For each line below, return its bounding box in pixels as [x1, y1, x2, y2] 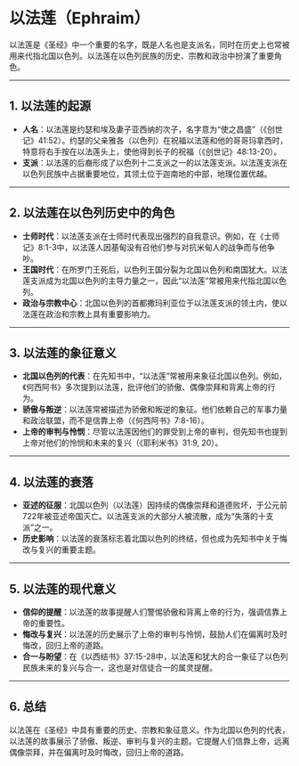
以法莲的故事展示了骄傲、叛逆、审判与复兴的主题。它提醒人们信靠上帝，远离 [9, 736, 290, 746]
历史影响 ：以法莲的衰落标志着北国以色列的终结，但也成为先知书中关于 [21, 534, 280, 544]
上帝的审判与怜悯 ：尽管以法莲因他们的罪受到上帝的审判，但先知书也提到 [21, 427, 287, 437]
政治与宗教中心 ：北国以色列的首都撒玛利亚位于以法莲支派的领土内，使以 [21, 297, 287, 308]
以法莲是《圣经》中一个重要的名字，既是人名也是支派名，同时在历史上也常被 [9, 39, 290, 50]
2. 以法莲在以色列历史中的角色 [9, 206, 175, 221]
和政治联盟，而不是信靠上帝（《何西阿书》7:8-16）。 [21, 415, 209, 426]
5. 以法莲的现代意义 [9, 581, 117, 597]
